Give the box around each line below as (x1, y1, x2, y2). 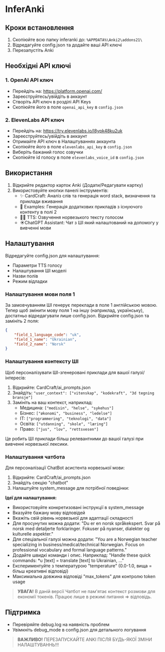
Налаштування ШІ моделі (12, 267, 67, 273)
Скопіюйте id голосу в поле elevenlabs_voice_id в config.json (12, 154, 145, 160)
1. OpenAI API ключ (5, 76, 53, 83)
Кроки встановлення (5, 23, 74, 32)
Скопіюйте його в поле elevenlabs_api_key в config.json (12, 143, 132, 149)
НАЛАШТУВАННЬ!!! (17, 642, 59, 648)
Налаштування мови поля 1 (5, 291, 75, 298)
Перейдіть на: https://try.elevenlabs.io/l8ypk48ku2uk (12, 127, 123, 133)
